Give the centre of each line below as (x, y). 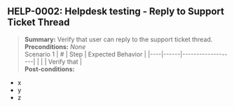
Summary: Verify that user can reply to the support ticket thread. (118, 39)
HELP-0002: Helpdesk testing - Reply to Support (116, 12)
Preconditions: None (55, 47)
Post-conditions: (49, 69)
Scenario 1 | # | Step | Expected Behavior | (85, 54)
